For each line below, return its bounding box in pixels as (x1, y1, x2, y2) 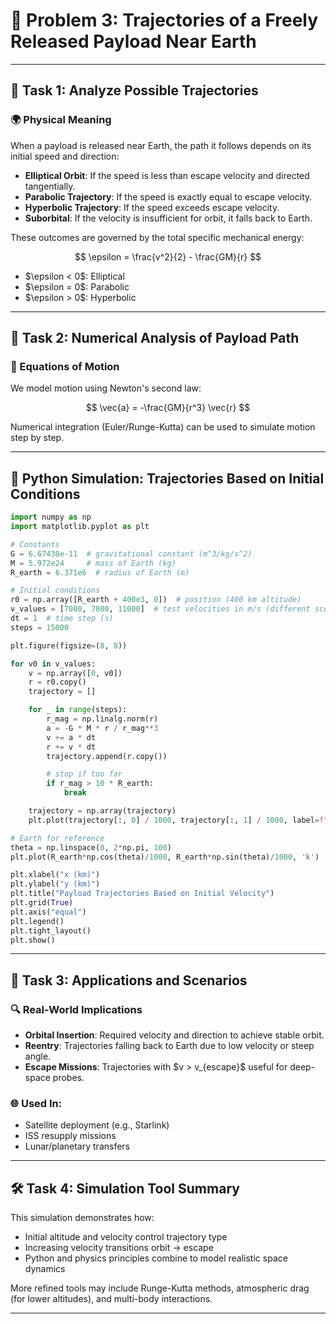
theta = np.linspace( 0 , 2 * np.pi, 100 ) (10, 842, 172, 853)
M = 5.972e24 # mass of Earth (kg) (10, 558, 177, 568)
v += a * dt (46, 732, 97, 743)
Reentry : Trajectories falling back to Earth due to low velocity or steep (24, 1040, 315, 1052)
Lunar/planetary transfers (24, 1140, 130, 1153)
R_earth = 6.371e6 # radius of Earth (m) (10, 567, 190, 578)
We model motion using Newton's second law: (10, 382, 202, 394)
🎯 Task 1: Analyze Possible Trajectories (10, 82, 259, 99)
